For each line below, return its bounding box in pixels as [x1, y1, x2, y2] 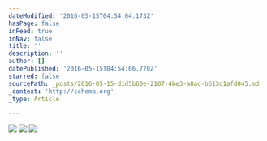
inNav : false [8, 34, 53, 43]
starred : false [8, 72, 60, 80]
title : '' [8, 42, 42, 50]
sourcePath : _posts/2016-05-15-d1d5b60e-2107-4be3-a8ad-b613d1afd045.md [8, 79, 260, 88]
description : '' [8, 49, 63, 58]
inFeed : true [8, 27, 53, 35]
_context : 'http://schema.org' [8, 87, 114, 96]
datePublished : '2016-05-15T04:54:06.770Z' [8, 65, 158, 73]
